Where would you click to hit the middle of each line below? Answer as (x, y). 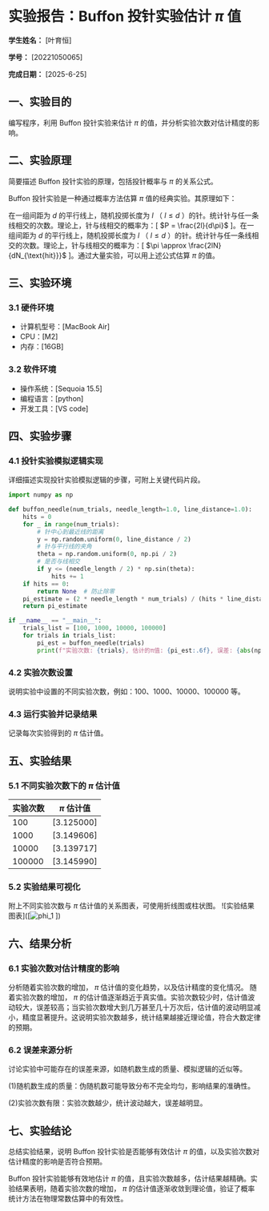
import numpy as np (41, 495)
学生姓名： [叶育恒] (40, 40)
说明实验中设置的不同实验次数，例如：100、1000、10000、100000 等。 (127, 692)
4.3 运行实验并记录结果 (53, 714)
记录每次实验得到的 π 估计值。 (58, 733)
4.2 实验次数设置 (41, 672)
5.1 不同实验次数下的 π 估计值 (64, 786)
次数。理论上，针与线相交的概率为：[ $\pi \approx (104, 245)
